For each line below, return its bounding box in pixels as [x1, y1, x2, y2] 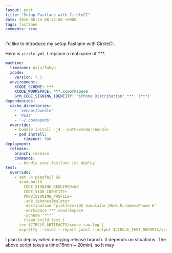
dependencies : [5, 98, 36, 104]
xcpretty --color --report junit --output [18, 227, 111, 232]
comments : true [5, 27, 38, 32]
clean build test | [24, 218, 66, 223]
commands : [14, 156, 36, 161]
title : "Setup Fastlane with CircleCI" [5, 12, 91, 17]
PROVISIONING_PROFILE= [24, 194, 72, 199]
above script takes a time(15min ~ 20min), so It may [5, 242, 114, 248]
